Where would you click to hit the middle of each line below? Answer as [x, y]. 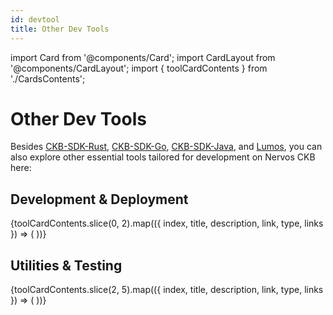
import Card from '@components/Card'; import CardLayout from [143, 57]
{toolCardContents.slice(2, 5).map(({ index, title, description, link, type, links [167, 290]
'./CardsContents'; [48, 78]
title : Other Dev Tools [60, 29]
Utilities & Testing [66, 265]
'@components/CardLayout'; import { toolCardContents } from [139, 68]
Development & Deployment [99, 199]
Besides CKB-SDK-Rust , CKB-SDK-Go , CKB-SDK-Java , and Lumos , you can [166, 147]
